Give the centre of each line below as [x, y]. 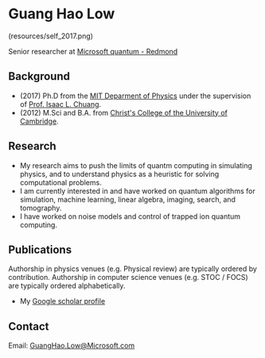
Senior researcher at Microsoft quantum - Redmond [93, 51]
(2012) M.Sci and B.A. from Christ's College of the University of [124, 112]
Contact [29, 327]
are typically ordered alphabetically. [67, 286]
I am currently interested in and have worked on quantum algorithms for [138, 191]
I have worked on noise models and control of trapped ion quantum [130, 216]
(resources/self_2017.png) [51, 36]
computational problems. [60, 182]
